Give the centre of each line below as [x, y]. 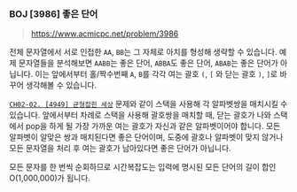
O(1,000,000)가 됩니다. [50, 178]
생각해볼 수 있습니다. [61, 85]
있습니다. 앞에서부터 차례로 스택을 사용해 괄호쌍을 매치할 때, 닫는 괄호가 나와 [141, 115]
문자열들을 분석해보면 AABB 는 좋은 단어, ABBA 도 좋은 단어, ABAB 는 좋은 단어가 [148, 63]
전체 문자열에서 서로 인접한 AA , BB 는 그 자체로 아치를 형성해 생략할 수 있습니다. [143, 52]
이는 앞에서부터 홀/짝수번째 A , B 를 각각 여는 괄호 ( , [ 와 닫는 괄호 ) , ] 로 [156, 74]
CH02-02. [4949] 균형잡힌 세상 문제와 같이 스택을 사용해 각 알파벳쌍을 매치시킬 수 [148, 104]
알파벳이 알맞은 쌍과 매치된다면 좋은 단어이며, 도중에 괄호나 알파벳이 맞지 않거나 [146, 137]
